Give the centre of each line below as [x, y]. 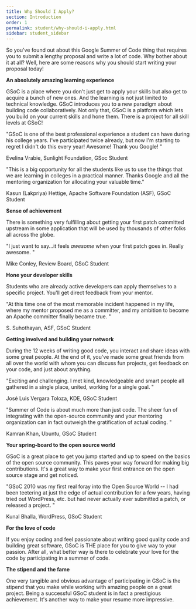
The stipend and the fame [38, 570]
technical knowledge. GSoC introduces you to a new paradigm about [89, 104]
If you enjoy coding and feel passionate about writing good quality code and [98, 539]
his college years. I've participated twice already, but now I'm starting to [93, 140]
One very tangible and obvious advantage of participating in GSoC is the [93, 581]
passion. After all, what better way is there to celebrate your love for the [93, 552]
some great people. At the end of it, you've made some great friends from [95, 357]
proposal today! [25, 69]
